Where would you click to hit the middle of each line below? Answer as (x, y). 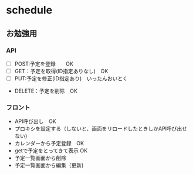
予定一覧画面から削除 (40, 158)
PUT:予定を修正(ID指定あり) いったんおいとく (71, 79)
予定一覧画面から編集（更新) (49, 165)
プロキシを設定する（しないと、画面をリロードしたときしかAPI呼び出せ (101, 129)
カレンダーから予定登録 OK (49, 144)
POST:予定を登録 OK (44, 64)
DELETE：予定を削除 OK (46, 91)
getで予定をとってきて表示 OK (51, 151)
